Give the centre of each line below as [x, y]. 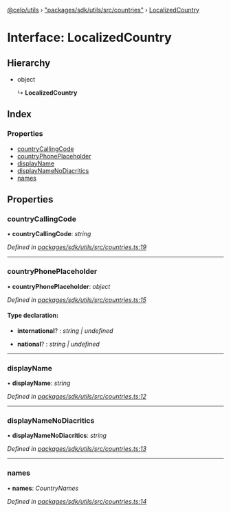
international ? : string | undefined [65, 330]
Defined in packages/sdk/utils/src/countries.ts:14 [77, 501]
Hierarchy [29, 63]
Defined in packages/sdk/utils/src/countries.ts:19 [77, 247]
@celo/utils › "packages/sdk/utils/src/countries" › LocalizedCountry [103, 10]
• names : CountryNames [43, 488]
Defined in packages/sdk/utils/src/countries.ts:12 [77, 397]
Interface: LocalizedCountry [89, 38]
